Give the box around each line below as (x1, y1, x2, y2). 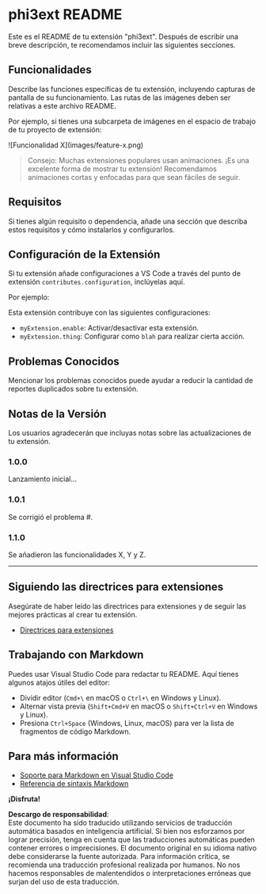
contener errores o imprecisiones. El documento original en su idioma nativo (8, 843, 257, 853)
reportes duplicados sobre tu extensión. (8, 384, 139, 394)
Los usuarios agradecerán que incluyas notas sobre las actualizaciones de (8, 428, 252, 437)
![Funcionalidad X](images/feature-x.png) (8, 140, 144, 150)
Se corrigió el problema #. (8, 512, 93, 521)
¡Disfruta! (8, 794, 41, 804)
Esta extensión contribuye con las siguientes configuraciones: (8, 308, 211, 318)
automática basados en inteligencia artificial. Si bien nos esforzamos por (8, 827, 245, 836)
